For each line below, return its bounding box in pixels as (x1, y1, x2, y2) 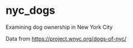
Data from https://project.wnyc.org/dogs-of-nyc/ (5, 35, 127, 42)
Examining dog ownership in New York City (5, 23, 113, 31)
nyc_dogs (5, 4, 55, 17)
